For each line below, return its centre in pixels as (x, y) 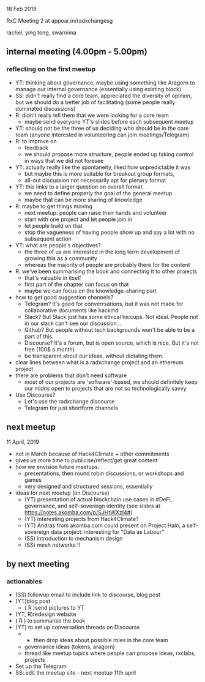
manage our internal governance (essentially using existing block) (98, 89)
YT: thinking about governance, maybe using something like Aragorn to (105, 83)
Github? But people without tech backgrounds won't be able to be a (109, 329)
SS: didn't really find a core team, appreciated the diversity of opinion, (103, 96)
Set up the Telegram (41, 666)
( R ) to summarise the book (50, 621)
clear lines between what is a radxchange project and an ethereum (99, 362)
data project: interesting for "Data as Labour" (108, 531)
